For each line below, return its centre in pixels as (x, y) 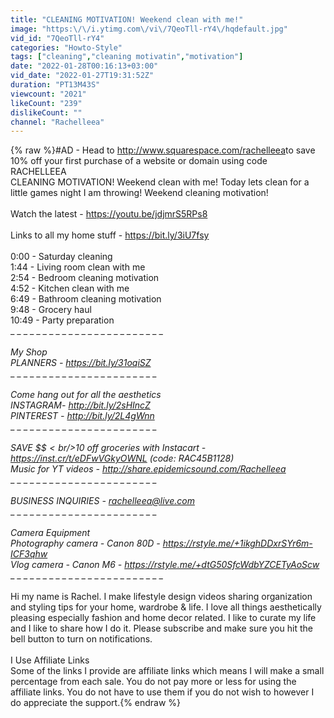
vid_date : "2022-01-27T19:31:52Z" (82, 76)
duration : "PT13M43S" (55, 85)
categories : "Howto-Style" (66, 47)
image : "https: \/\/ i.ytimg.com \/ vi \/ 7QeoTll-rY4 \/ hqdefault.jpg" (149, 29)
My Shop (29, 352)
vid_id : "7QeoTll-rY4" (57, 38)
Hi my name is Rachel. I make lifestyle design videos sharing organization (161, 597)
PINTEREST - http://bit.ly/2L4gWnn (82, 416)
